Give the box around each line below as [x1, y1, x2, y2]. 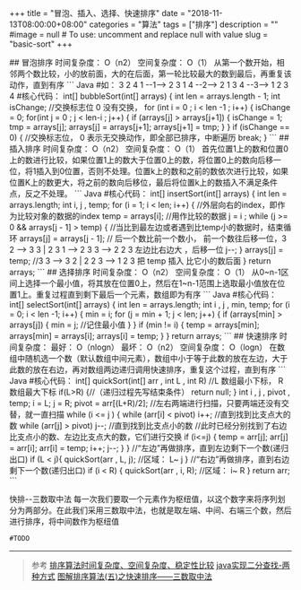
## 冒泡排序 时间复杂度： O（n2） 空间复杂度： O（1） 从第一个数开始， [9, 57, 278, 67]
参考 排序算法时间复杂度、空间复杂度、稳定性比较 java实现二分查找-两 [30, 560, 290, 570]
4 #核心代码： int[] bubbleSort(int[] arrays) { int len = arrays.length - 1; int [9, 91, 280, 101]
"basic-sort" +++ [9, 39, 73, 49]
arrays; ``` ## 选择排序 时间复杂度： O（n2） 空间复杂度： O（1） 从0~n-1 [9, 267, 281, 277]
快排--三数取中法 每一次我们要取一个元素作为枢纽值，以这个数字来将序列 [9, 494, 278, 504]
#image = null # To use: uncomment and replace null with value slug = [9, 30, 269, 39]
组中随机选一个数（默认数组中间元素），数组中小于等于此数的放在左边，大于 [9, 353, 288, 363]
